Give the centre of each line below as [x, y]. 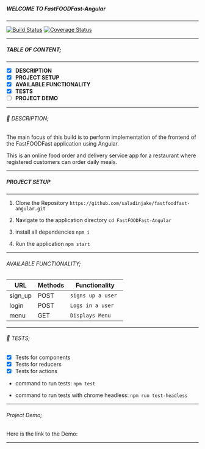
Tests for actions [36, 371]
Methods [51, 285]
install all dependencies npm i [52, 232]
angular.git [30, 209]
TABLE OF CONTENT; [34, 50]
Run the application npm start [52, 244]
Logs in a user [92, 305]
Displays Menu [90, 315]
